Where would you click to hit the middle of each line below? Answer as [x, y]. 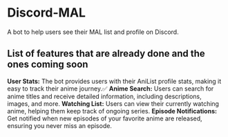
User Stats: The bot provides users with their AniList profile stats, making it [114, 81]
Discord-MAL [47, 13]
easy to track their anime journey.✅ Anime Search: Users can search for [111, 89]
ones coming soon [48, 65]
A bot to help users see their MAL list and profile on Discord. [93, 32]
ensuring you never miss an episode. [60, 125]
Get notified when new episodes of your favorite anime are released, [105, 118]
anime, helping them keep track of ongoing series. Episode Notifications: [112, 111]
